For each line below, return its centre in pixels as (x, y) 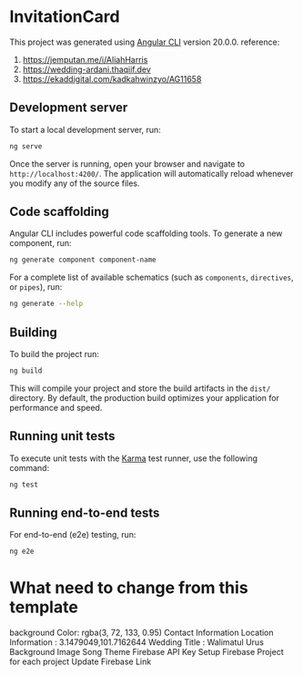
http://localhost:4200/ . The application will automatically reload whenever (151, 173)
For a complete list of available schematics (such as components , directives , (151, 277)
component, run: (40, 243)
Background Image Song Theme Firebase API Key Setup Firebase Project (146, 652)
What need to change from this (129, 588)
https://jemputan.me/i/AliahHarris (85, 59)
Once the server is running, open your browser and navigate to (127, 164)
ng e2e (22, 552)
